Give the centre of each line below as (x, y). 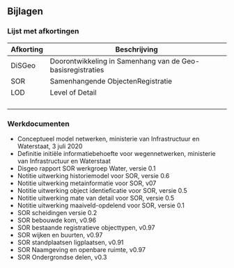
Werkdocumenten (38, 123)
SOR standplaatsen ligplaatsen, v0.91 (70, 242)
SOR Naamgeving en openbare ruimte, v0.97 (81, 249)
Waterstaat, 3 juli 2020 (50, 146)
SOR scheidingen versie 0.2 (57, 212)
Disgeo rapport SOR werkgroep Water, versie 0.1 (86, 168)
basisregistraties (77, 70)
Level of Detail (73, 92)
